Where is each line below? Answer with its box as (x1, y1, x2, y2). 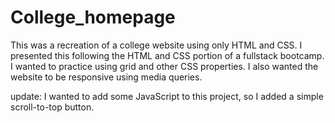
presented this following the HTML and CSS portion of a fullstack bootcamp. (10, 49, 325, 61)
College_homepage (10, 6, 176, 29)
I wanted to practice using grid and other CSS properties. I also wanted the (10, 60, 319, 72)
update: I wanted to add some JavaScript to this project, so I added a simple (10, 90, 324, 102)
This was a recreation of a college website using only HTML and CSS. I (10, 39, 303, 51)
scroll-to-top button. (10, 101, 95, 113)
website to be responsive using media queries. (10, 71, 203, 83)
